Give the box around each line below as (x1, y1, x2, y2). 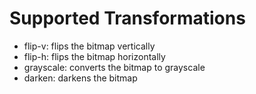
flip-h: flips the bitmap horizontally (23, 50, 166, 62)
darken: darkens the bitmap (23, 72, 138, 84)
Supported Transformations (9, 7, 246, 30)
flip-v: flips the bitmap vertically (23, 40, 156, 52)
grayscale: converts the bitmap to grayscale (23, 61, 206, 73)
